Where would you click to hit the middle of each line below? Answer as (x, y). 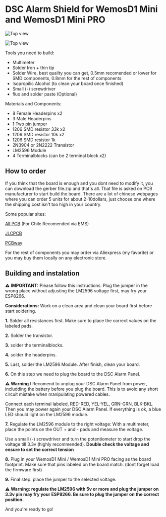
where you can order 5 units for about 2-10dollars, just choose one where (80, 199)
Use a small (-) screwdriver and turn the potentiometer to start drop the (78, 439)
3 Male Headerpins (32, 118)
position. (14, 499)
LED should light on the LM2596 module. (47, 414)
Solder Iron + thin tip (33, 68)
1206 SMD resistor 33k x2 (39, 129)
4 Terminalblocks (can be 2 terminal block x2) (59, 156)
